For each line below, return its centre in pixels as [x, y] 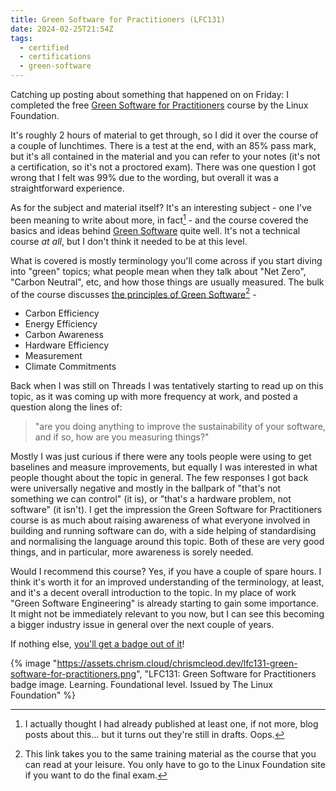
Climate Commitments [70, 367]
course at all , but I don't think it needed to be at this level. [129, 241]
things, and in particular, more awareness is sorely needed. [132, 552]
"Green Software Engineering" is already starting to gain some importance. [165, 603]
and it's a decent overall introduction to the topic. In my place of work [153, 593]
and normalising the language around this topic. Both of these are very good [167, 542]
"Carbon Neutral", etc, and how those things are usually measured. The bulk [167, 282]
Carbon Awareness [64, 335]
